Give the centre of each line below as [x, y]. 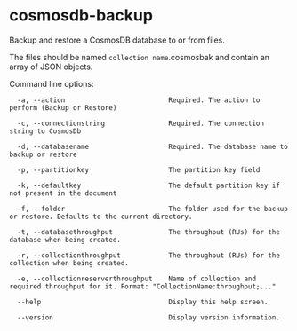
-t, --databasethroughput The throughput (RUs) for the [148, 232]
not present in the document [63, 193]
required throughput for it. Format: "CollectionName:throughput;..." [143, 286]
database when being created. [65, 240]
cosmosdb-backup [81, 16]
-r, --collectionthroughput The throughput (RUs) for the [148, 255]
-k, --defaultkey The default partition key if [148, 185]
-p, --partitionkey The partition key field [139, 169]
